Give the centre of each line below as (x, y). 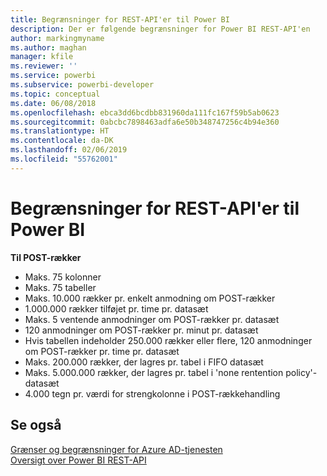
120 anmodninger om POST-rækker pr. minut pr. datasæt (141, 330)
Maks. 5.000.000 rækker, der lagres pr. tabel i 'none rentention (154, 372)
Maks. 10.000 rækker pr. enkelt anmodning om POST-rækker (150, 298)
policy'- (301, 372)
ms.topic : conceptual (55, 94)
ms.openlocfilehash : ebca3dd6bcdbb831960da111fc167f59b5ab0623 (145, 112)
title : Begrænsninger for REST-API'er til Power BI (120, 19)
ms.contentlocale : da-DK (62, 141)
